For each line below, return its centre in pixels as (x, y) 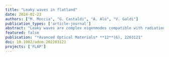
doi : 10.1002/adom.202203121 (36, 42)
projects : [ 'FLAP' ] (26, 47)
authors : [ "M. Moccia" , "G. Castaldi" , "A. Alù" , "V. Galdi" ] (72, 19)
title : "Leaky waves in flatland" (41, 10)
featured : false (22, 33)
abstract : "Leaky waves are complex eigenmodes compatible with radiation (85, 28)
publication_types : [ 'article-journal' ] (48, 24)
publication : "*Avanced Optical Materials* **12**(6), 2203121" (74, 38)
